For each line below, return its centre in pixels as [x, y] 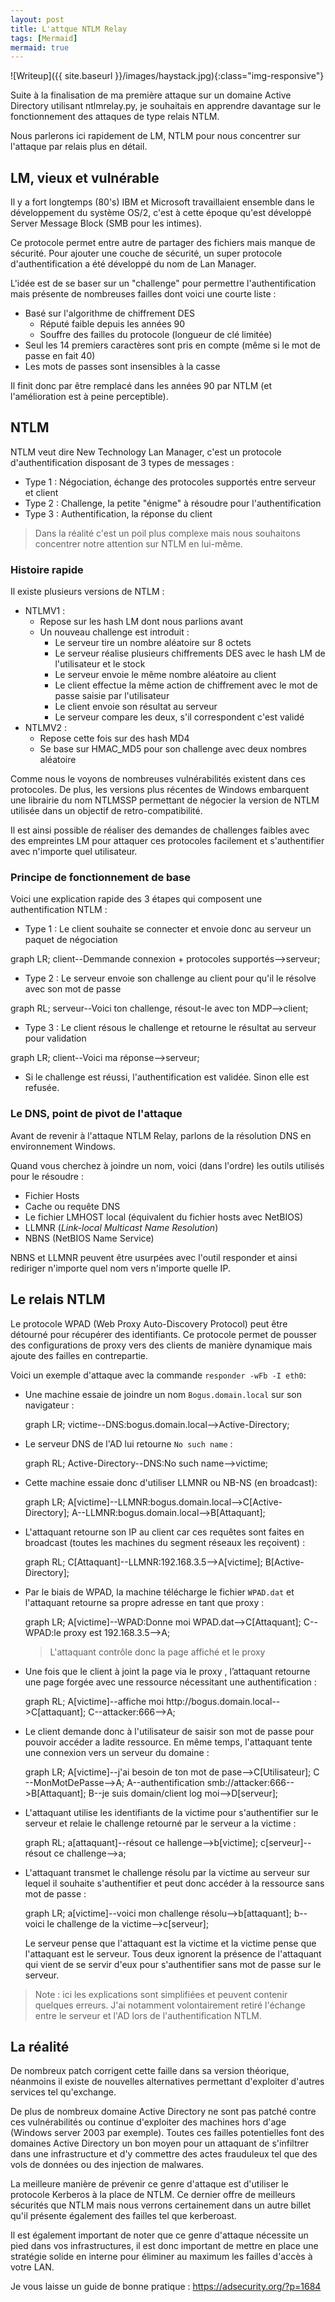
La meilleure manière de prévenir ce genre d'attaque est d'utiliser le [149, 2184]
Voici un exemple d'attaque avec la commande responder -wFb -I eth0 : [158, 1375]
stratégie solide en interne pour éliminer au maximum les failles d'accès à [161, 2257]
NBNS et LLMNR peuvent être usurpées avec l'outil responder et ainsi [154, 1257]
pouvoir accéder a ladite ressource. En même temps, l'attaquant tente [168, 1742]
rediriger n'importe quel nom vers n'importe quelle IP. [120, 1268]
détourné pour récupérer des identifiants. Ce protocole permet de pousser [164, 1334]
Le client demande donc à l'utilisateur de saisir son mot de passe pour [169, 1731]
